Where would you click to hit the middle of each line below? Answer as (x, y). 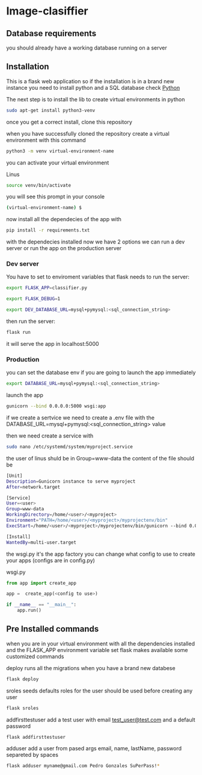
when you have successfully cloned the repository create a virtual (88, 133)
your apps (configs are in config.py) (50, 560)
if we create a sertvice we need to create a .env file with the (81, 418)
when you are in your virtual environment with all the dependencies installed (101, 644)
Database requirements (51, 33)
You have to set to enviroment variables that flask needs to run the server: (98, 277)
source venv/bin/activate (38, 185)
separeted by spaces (32, 755)
